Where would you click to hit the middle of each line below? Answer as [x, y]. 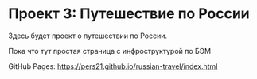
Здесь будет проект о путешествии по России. [88, 36]
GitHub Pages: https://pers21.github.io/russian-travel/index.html [113, 66]
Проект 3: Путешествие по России [129, 14]
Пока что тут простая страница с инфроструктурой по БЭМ [110, 51]
